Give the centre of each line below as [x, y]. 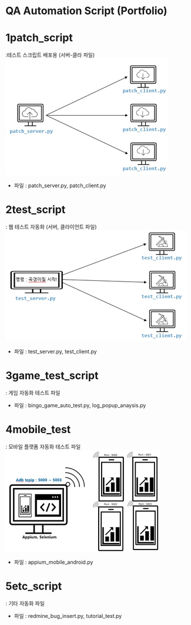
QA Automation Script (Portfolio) [87, 11]
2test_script [36, 210]
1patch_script [39, 38]
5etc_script [34, 586]
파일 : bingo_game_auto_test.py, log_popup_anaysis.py [80, 405]
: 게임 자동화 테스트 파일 [33, 393]
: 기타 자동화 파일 [25, 603]
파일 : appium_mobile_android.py [53, 562]
